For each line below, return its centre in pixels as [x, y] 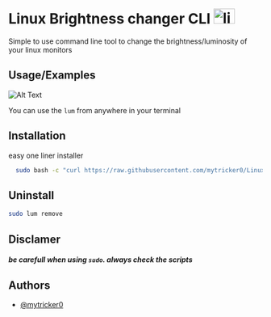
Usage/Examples [52, 76]
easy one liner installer [46, 155]
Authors [29, 285]
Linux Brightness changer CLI [110, 19]
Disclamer [35, 239]
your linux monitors [40, 49]
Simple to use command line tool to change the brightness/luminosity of [128, 41]
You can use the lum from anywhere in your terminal [95, 110]
